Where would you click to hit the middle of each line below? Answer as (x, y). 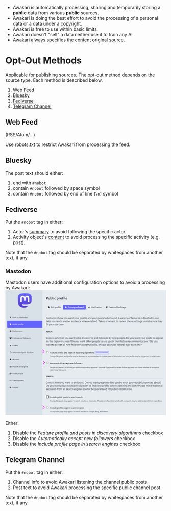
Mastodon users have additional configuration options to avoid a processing (85, 282)
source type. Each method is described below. (54, 80)
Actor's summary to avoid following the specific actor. (69, 232)
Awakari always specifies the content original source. (69, 40)
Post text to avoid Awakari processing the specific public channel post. (87, 488)
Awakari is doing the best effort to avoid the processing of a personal (85, 18)
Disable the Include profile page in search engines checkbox (76, 444)
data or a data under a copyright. (47, 23)
